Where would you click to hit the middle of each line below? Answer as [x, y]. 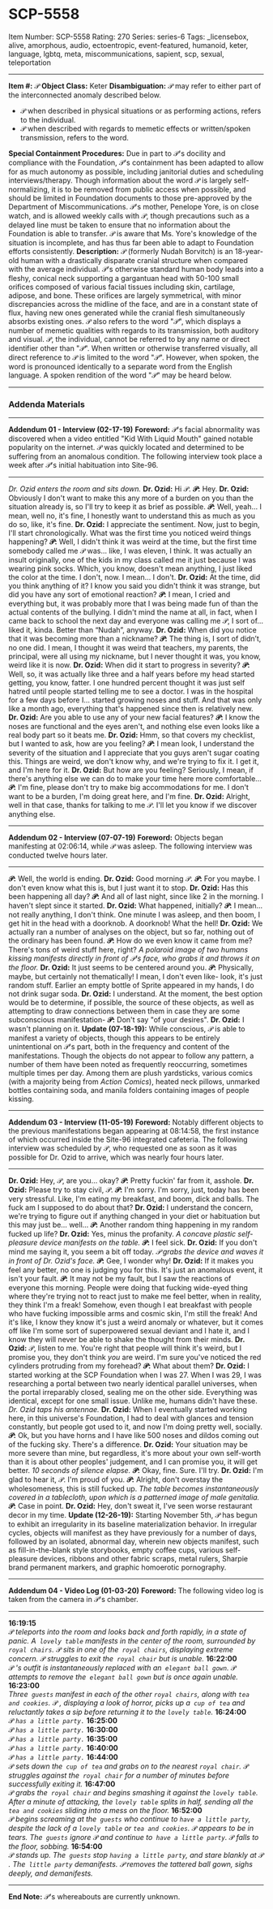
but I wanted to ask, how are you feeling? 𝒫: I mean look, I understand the [132, 744]
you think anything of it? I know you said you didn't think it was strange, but [134, 586]
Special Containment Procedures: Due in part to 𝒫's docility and [117, 153]
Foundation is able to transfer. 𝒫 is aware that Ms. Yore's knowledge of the [133, 233]
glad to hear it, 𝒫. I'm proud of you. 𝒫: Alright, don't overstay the [116, 1479]
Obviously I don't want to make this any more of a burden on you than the [131, 498]
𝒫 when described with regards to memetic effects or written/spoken [135, 128]
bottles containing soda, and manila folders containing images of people [129, 1091]
